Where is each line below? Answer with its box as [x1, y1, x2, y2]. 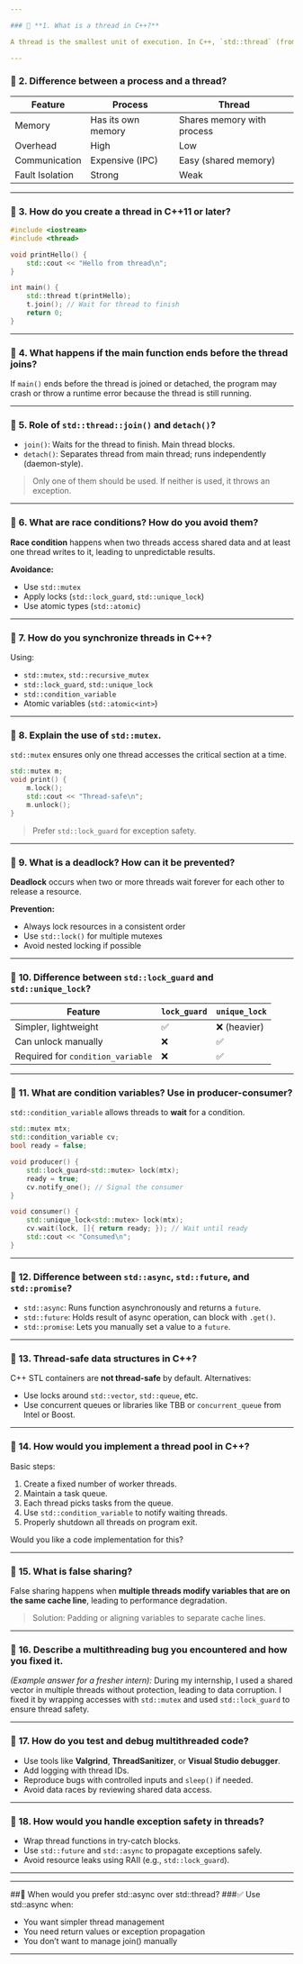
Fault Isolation [14, 168, 75, 181]
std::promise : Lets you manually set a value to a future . [22, 1322, 231, 1332]
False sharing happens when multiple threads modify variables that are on [10, 1586, 290, 1596]
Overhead [14, 139, 58, 151]
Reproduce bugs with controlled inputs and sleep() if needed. [22, 1774, 254, 1785]
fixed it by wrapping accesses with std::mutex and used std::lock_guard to [10, 1695, 290, 1705]
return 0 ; [26, 308, 64, 318]
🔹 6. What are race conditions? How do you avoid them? [10, 516, 259, 529]
